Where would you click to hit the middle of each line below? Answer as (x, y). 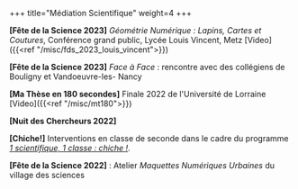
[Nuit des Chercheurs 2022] (63, 121)
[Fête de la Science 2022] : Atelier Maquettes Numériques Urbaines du (142, 165)
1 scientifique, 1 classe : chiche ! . (70, 148)
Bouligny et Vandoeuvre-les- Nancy (76, 76)
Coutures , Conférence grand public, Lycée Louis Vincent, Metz (126, 40)
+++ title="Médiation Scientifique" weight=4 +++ (100, 13)
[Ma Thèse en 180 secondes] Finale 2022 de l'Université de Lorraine (138, 94)
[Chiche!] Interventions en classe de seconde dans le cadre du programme (149, 138)
